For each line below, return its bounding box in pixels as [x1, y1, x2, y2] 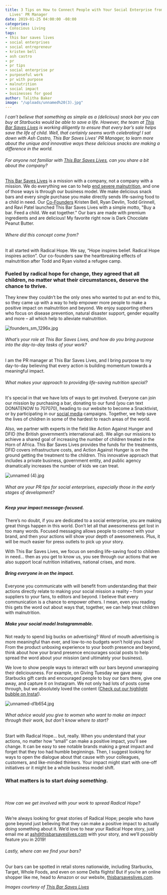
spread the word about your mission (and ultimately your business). [5, 655, 144, 661]
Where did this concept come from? [5, 232, 79, 238]
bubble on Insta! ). [5, 691, 41, 697]
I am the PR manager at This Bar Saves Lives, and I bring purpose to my [5, 358, 152, 364]
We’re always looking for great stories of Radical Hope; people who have [5, 815, 154, 822]
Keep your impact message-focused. [5, 505, 84, 511]
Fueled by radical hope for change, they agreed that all [5, 270, 140, 277]
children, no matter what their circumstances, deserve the [5, 277, 149, 284]
